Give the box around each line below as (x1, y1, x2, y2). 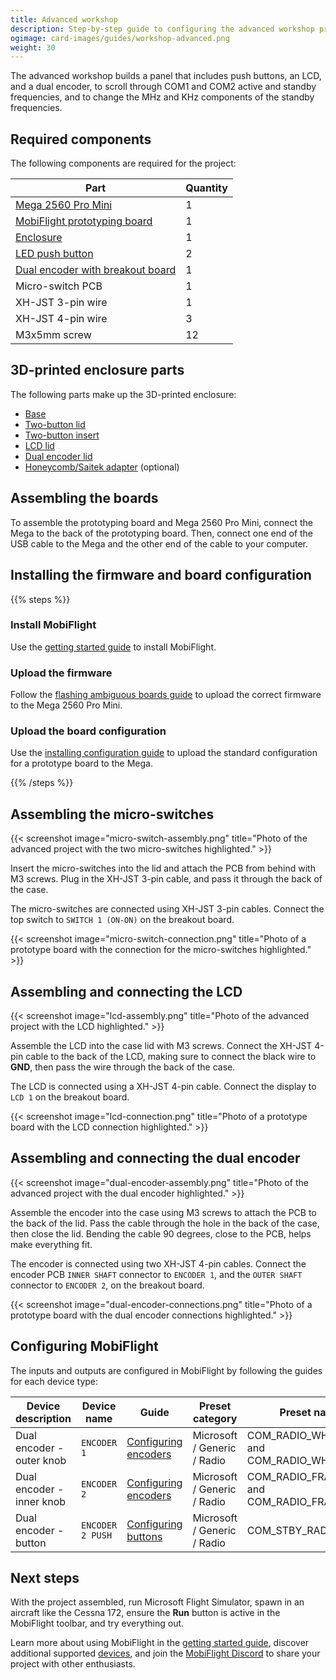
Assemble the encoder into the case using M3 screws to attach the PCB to (10, 1206, 317, 1218)
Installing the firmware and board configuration (10, 567, 312, 584)
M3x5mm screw (15, 328, 92, 342)
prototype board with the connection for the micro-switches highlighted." (10, 944, 312, 956)
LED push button (15, 247, 94, 261)
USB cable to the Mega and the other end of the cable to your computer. (10, 537, 308, 550)
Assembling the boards (10, 490, 159, 507)
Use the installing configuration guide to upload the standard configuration (10, 747, 318, 759)
